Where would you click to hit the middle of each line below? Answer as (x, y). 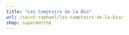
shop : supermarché (29, 23)
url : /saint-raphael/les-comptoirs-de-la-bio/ (65, 17)
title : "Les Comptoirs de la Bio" (49, 12)
